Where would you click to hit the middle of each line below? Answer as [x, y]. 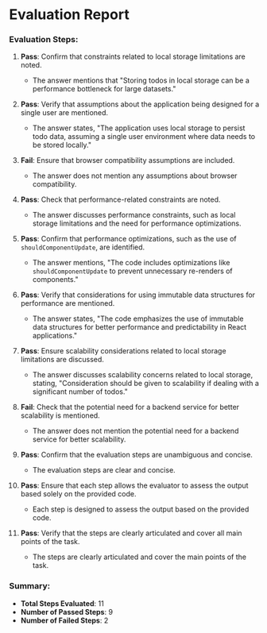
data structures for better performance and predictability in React [139, 327]
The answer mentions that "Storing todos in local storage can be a [141, 80]
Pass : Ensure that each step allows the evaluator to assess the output [134, 485]
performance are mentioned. [68, 303]
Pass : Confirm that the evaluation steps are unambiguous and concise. [137, 455]
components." [55, 280]
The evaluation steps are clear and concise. [104, 470]
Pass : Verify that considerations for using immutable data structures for [138, 295]
